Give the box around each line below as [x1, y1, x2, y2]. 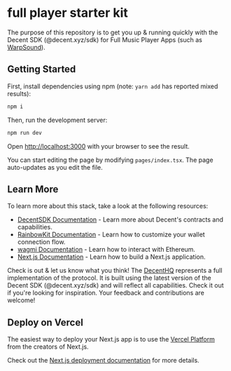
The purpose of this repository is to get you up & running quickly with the [7, 28, 218, 36]
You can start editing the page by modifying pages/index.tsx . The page [7, 156, 213, 164]
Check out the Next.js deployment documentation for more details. [7, 356, 199, 365]
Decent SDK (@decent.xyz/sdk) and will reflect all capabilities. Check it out [7, 281, 224, 290]
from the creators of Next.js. [7, 342, 89, 351]
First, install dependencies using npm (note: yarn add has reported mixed [7, 82, 218, 90]
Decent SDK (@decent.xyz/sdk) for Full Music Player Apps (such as [7, 35, 203, 43]
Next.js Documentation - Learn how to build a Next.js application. [17, 252, 206, 261]
